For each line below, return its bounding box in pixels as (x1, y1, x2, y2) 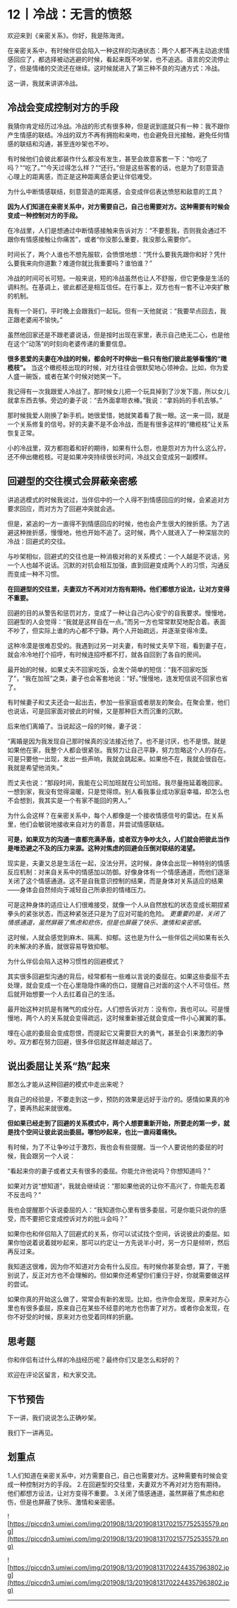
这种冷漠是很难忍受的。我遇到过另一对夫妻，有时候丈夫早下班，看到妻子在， (7, 641, 230, 649)
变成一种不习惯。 (13, 569, 63, 578)
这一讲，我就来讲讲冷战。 (7, 79, 82, 87)
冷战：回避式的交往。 (7, 537, 69, 545)
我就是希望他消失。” (7, 763, 63, 772)
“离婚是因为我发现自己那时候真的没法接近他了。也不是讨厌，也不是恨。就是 (7, 736, 227, 745)
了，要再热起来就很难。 (7, 1104, 75, 1113)
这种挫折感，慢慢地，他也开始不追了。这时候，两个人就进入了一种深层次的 (13, 528, 230, 536)
